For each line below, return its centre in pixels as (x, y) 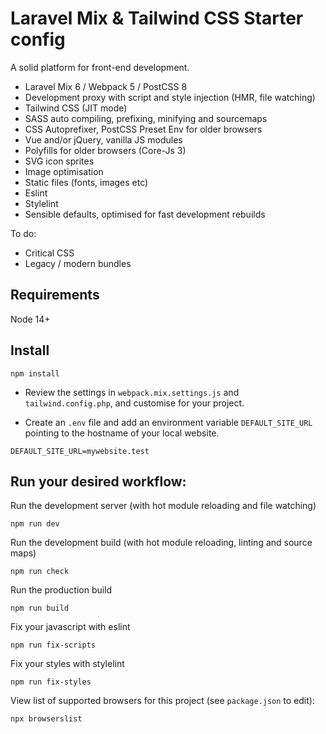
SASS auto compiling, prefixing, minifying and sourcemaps (146, 118)
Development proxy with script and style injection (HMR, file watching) (170, 97)
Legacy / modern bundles (78, 263)
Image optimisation (64, 171)
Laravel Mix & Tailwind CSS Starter (157, 18)
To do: (23, 233)
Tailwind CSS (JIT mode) (76, 108)
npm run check (40, 572)
